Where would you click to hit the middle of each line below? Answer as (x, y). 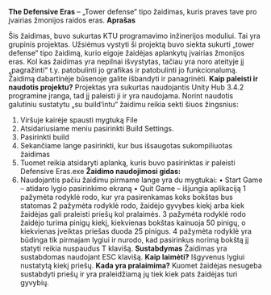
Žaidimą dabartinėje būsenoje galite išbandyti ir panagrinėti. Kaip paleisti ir (133, 79)
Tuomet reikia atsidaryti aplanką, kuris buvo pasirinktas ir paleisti (127, 163)
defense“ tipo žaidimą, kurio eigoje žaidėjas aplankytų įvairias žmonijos (127, 53)
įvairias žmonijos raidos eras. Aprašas (72, 20)
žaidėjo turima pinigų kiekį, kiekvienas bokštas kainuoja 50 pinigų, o (133, 222)
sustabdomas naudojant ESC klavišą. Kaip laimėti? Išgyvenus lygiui (132, 257)
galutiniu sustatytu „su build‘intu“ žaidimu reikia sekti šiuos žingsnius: (124, 104)
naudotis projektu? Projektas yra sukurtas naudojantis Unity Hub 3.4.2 (126, 87)
